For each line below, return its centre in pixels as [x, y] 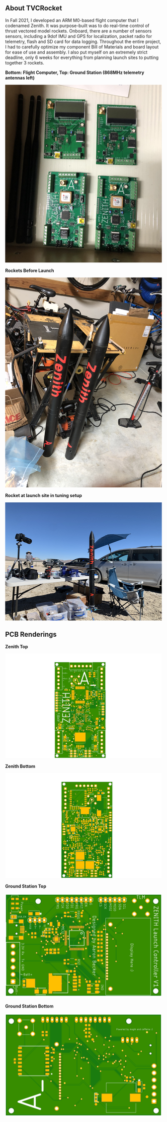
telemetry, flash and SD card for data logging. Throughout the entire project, [83, 41]
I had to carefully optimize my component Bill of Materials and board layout [82, 46]
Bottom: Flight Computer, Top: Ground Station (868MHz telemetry [75, 72]
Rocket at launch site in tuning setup [43, 495]
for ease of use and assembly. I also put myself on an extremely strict [76, 52]
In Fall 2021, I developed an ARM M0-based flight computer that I [72, 20]
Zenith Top [17, 646]
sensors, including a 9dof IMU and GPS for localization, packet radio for [79, 36]
